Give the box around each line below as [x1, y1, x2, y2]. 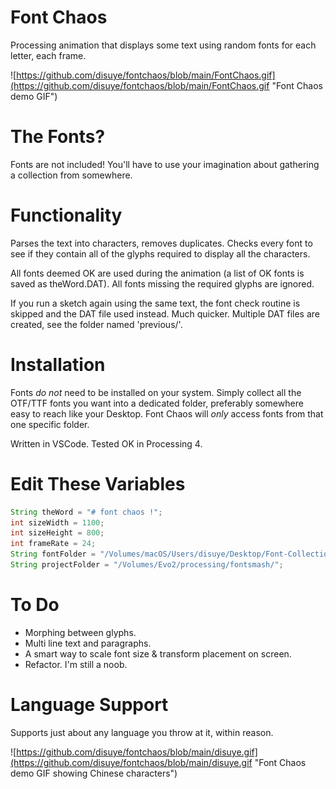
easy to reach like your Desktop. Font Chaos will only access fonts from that [10, 407, 324, 420]
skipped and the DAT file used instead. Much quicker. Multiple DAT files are [10, 307, 320, 320]
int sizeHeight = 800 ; [10, 528, 105, 538]
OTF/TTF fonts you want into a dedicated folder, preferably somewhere [10, 397, 304, 409]
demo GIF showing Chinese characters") [10, 767, 178, 779]
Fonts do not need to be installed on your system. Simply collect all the [10, 386, 302, 398]
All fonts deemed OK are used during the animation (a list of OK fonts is [10, 267, 305, 279]
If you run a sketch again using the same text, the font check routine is [10, 297, 301, 309]
